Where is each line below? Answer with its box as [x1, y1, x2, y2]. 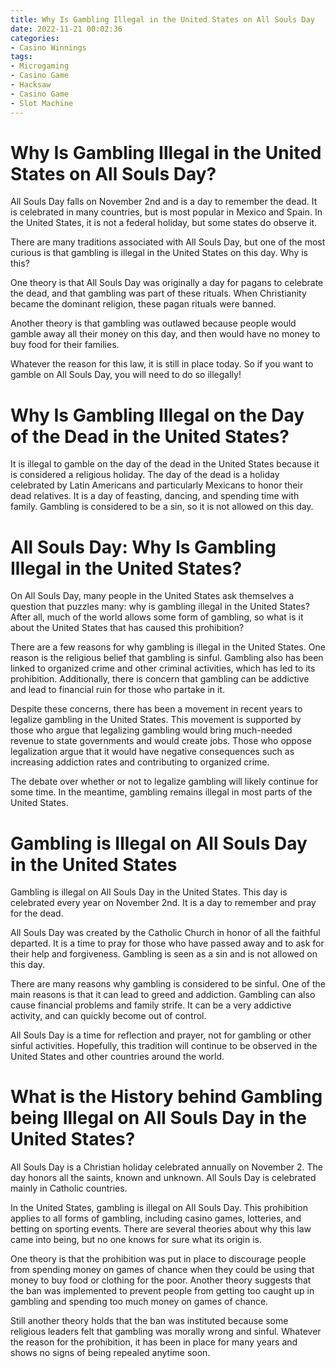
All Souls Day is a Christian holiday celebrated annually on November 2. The [10, 1161, 324, 1173]
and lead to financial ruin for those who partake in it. [10, 684, 226, 696]
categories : [10, 33, 60, 43]
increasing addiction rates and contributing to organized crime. [10, 756, 270, 768]
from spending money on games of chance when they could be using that [10, 1264, 315, 1276]
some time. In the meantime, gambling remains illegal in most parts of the [10, 786, 313, 798]
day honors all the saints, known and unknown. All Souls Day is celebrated [10, 1172, 317, 1184]
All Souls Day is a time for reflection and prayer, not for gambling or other [10, 1029, 312, 1041]
